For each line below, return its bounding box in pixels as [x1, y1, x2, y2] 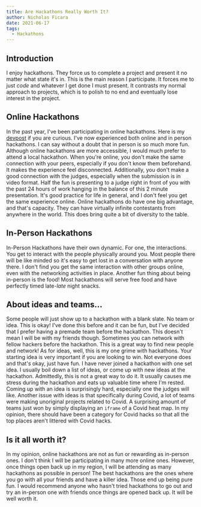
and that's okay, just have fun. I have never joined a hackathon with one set [6, 360, 193, 367]
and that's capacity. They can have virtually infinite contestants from [6, 204, 176, 212]
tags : [6, 25, 20, 32]
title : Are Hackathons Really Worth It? [6, 8, 109, 15]
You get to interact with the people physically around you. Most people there [6, 250, 196, 258]
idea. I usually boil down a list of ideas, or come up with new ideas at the [6, 366, 186, 373]
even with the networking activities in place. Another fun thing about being [6, 269, 191, 276]
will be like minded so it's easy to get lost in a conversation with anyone [6, 256, 183, 264]
